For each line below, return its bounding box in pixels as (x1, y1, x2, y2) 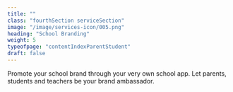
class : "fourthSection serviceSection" (7, 17, 125, 24)
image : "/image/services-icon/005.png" (7, 23, 125, 30)
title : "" (7, 10, 37, 18)
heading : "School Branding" (7, 30, 90, 38)
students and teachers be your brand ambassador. (7, 76, 155, 85)
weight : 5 (7, 37, 37, 44)
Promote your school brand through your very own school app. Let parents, (7, 69, 227, 78)
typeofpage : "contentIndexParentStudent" (7, 43, 131, 50)
